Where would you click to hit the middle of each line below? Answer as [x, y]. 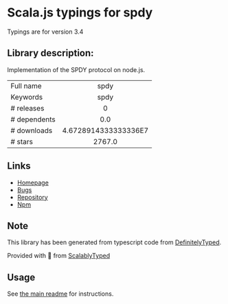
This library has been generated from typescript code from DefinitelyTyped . [114, 242]
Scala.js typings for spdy [80, 13]
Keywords [27, 97]
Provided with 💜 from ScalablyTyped [59, 256]
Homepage [33, 183]
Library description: [50, 53]
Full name [26, 86]
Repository [32, 197]
